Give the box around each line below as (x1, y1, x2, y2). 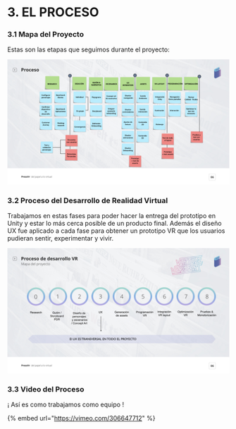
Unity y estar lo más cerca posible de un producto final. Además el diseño (7, 219, 222, 228)
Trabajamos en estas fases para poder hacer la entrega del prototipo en (7, 212, 216, 220)
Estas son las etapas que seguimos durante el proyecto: (7, 45, 170, 54)
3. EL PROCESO (7, 4, 99, 20)
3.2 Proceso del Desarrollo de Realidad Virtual (7, 195, 168, 205)
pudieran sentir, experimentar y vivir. (7, 234, 114, 243)
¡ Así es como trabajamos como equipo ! (7, 400, 125, 409)
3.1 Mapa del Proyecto (7, 30, 85, 40)
